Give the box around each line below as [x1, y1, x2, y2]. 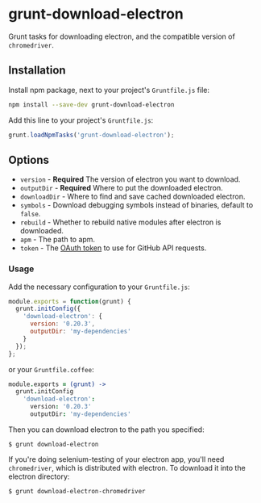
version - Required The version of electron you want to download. [19, 174, 241, 184]
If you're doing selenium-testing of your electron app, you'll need [8, 454, 225, 464]
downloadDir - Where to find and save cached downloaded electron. [19, 191, 246, 202]
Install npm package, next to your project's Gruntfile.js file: [8, 85, 210, 94]
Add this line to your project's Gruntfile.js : [8, 115, 154, 125]
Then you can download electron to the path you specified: [8, 425, 205, 434]
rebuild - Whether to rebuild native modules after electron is [19, 217, 222, 227]
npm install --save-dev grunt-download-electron [8, 100, 175, 109]
